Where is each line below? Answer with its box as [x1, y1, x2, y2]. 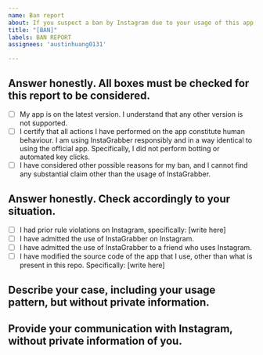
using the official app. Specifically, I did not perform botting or [19, 144, 220, 154]
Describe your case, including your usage [8, 283, 216, 296]
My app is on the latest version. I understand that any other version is [19, 109, 243, 118]
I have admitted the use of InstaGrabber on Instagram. [19, 234, 194, 243]
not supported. [19, 118, 68, 128]
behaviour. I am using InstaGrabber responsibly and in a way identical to [19, 136, 253, 145]
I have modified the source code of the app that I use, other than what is [19, 252, 253, 261]
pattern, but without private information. [8, 295, 210, 309]
